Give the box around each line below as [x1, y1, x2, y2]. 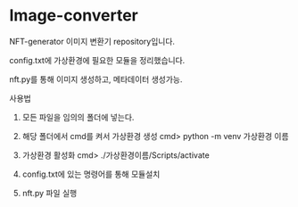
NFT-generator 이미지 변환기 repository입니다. [9, 36, 176, 46]
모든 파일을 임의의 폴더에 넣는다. [21, 112, 135, 122]
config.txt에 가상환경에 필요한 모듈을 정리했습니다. [9, 54, 186, 65]
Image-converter [9, 5, 138, 26]
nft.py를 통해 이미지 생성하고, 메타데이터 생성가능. [9, 73, 183, 85]
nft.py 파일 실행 [21, 187, 78, 198]
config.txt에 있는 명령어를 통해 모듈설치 [21, 169, 161, 179]
